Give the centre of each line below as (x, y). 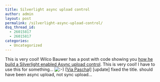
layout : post (18, 18)
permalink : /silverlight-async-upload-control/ (54, 23)
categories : (17, 41)
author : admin (19, 14)
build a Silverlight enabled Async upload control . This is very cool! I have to (80, 64)
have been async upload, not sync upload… (49, 74)
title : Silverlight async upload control (48, 9)
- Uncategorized (26, 45)
